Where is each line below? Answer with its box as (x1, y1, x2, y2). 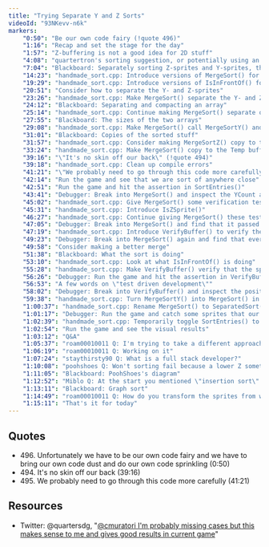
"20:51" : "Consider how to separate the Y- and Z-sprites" (22, 86, 224, 95)
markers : (8, 26, 38, 34)
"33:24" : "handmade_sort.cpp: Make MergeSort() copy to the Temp (22, 146, 246, 154)
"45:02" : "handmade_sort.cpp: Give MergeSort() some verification (22, 198, 249, 206)
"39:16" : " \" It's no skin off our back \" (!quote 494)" (22, 153, 214, 161)
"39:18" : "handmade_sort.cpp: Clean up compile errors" (22, 161, 214, 169)
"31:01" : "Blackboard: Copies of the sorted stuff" (22, 131, 199, 139)
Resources (8, 499, 63, 513)
